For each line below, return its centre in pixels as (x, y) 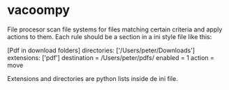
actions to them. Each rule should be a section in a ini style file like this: (110, 36)
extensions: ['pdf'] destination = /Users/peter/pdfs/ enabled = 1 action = (111, 57)
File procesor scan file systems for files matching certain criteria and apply (115, 29)
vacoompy (39, 10)
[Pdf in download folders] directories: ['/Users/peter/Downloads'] (101, 50)
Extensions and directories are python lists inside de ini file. (93, 78)
